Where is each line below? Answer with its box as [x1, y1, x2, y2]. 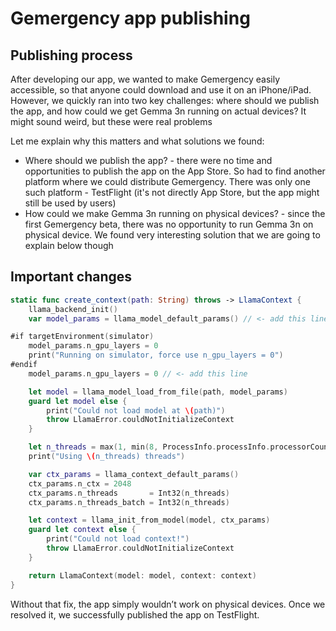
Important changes [10, 268, 133, 286]
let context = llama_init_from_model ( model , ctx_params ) [28, 515, 271, 526]
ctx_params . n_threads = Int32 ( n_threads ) [28, 488, 230, 498]
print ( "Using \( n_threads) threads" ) [28, 452, 186, 462]
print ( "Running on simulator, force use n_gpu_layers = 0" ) [28, 350, 284, 361]
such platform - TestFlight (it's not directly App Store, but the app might [24, 187, 320, 198]
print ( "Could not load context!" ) [46, 534, 190, 544]
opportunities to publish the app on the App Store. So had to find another [24, 165, 326, 177]
